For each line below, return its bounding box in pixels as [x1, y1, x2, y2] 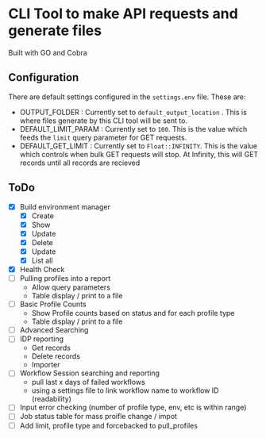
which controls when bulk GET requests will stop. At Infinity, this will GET [19, 149, 259, 159]
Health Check [19, 265, 65, 274]
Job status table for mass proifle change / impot [19, 412, 177, 421]
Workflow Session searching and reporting [19, 368, 160, 378]
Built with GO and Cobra [8, 48, 87, 57]
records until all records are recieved [19, 158, 141, 167]
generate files [8, 21, 102, 40]
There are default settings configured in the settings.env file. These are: [8, 92, 246, 102]
